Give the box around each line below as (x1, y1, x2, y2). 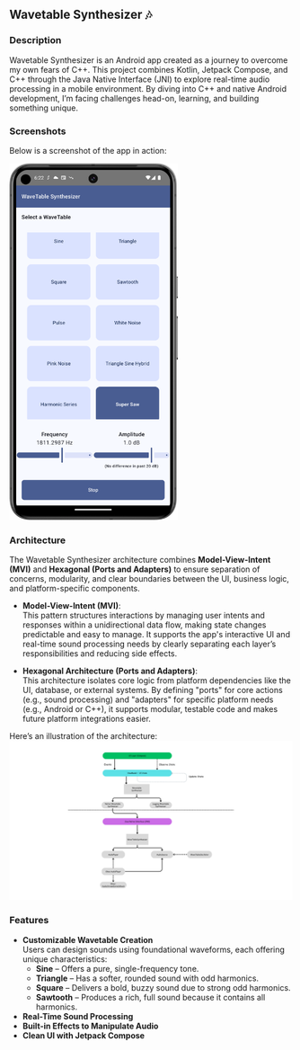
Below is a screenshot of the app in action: (9, 145, 167, 156)
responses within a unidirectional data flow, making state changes (22, 619, 267, 630)
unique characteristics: (22, 953, 108, 965)
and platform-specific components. (9, 583, 141, 593)
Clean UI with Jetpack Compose (22, 1029, 146, 1041)
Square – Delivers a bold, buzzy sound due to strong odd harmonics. (35, 982, 291, 992)
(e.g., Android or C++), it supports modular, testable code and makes (22, 703, 278, 714)
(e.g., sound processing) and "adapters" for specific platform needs (22, 694, 274, 705)
